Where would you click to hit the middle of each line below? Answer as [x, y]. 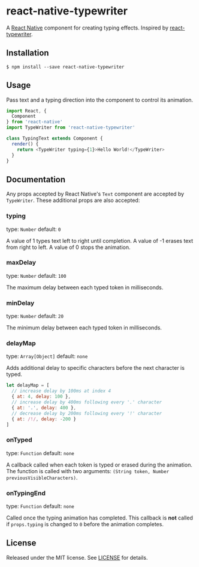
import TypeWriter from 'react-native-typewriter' [71, 127]
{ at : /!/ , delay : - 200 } [44, 419]
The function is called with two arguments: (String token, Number [88, 471]
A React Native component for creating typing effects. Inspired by [88, 28]
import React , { [26, 111]
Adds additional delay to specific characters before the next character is [95, 368]
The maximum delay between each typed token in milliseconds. [85, 287]
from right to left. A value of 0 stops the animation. [68, 247]
